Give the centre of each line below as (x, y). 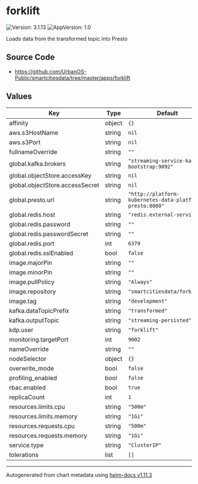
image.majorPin (31, 262)
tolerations (24, 454)
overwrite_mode (32, 368)
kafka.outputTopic (34, 320)
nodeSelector (28, 359)
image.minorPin (31, 272)
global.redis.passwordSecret (49, 233)
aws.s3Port (25, 142)
